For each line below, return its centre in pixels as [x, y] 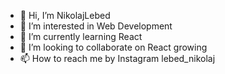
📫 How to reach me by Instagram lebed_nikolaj [117, 58]
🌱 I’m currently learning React [81, 36]
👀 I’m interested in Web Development [96, 26]
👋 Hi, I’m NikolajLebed [65, 15]
